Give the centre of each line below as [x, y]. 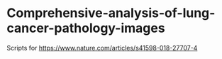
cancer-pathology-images [86, 28]
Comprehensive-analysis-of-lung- [111, 13]
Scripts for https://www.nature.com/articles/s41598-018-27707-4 [102, 48]
